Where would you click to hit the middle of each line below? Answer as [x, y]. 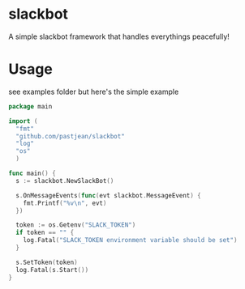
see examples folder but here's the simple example [94, 91]
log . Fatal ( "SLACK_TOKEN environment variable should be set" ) [130, 240]
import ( [23, 121]
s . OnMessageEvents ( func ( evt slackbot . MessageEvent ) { [108, 195]
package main [30, 106]
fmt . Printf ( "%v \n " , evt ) [65, 203]
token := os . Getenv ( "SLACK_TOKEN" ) [76, 225]
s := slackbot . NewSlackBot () [65, 181]
